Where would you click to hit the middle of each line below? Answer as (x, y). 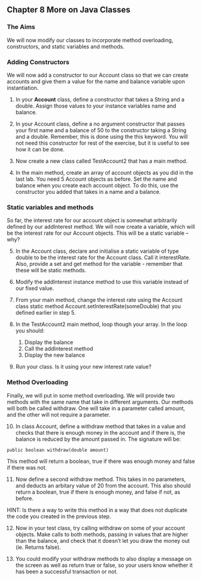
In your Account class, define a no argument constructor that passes (100, 124)
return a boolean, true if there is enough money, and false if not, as (98, 492)
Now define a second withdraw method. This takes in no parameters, (100, 479)
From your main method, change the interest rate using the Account (99, 300)
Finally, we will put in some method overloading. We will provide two (91, 395)
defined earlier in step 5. (45, 313)
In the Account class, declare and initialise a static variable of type (97, 251)
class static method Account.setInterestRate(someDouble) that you (98, 306)
